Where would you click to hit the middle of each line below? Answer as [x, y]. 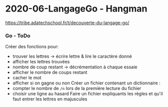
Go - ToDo [18, 36]
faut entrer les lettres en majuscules [50, 99]
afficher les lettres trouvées [41, 62]
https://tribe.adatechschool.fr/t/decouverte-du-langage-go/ [67, 23]
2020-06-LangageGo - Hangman [76, 9]
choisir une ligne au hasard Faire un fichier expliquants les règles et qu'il [88, 94]
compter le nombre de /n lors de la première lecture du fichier [77, 88]
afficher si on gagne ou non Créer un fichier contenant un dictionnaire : [86, 83]
